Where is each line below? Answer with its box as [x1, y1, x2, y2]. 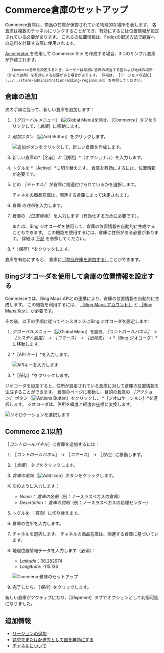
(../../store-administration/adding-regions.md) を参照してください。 [5, 78, 144, 83]
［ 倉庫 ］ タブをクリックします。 [12, 462, 78, 468]
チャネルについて [12, 643, 47, 649]
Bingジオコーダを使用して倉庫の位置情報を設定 [5, 272, 148, 281]
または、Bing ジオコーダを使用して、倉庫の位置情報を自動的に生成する [12, 223, 156, 229]
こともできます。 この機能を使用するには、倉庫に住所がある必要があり [12, 229, 155, 235]
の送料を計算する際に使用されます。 [5, 40, 78, 46]
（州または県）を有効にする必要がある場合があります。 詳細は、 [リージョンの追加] [5, 72, 152, 78]
